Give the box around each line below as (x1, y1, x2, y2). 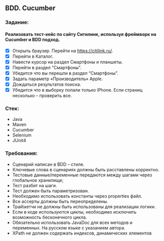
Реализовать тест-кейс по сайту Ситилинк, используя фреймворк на (5, 31, 157, 37)
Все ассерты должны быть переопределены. (12, 198, 109, 204)
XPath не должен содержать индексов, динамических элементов (12, 230, 152, 236)
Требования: (5, 150, 38, 157)
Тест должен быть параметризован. (12, 188, 89, 194)
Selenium (12, 132, 32, 138)
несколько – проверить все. (12, 93, 72, 99)
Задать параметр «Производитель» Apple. (12, 76, 103, 82)
